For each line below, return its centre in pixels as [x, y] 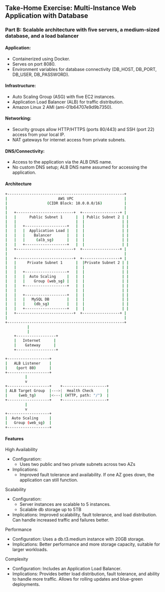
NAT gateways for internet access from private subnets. [69, 139]
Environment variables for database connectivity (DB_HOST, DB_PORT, [84, 69]
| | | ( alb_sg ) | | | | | [67, 240]
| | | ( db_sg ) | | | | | [67, 304]
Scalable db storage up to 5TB [50, 510]
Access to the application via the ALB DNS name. [62, 162]
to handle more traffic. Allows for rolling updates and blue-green [77, 579]
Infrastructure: [20, 86]
